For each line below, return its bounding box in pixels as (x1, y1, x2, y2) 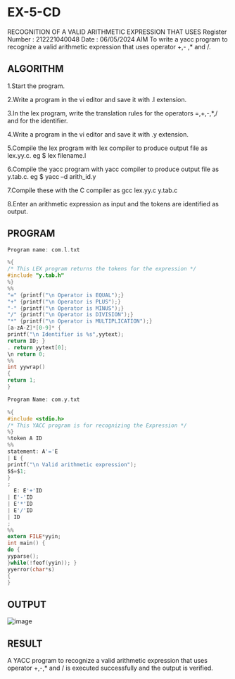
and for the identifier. (7, 116, 68, 125)
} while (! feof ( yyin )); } (7, 559, 77, 566)
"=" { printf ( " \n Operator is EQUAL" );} (7, 292, 125, 299)
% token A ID (7, 435, 42, 442)
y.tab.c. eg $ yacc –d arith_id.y (7, 172, 96, 180)
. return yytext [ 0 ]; (7, 344, 68, 351)
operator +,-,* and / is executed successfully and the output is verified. (7, 664, 213, 673)
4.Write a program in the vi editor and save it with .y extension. (7, 130, 189, 138)
